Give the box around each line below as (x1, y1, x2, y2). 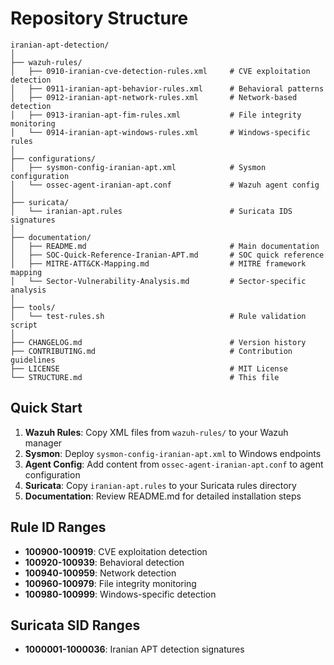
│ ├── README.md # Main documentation (10, 241, 320, 251)
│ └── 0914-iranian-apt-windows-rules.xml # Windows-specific (10, 127, 311, 137)
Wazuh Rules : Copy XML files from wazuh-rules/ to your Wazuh (24, 426, 289, 438)
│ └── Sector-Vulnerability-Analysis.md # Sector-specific (10, 276, 307, 286)
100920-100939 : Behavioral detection (24, 556, 185, 568)
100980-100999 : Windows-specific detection (24, 588, 217, 600)
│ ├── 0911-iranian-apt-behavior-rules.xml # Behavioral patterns (10, 83, 325, 94)
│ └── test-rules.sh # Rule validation (10, 311, 307, 321)
